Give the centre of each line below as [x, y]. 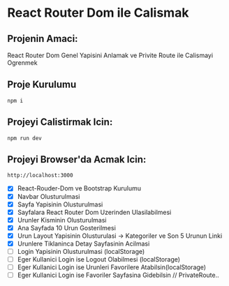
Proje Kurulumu [42, 85]
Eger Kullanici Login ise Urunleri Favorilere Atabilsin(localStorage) [112, 267]
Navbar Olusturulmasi [49, 196]
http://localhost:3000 [40, 176]
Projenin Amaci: [43, 39]
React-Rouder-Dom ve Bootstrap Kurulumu [79, 188]
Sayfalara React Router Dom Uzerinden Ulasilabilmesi [94, 212]
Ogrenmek [22, 63]
